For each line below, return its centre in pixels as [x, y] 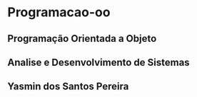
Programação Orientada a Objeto [82, 39]
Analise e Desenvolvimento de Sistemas [99, 62]
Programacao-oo [59, 12]
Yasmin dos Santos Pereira [68, 87]
